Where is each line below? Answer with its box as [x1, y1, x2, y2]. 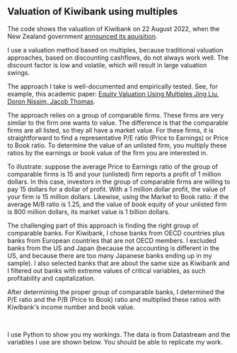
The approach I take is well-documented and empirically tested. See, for [7, 82, 218, 91]
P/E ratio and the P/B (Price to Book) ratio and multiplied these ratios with [7, 295, 221, 303]
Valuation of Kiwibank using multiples [7, 6, 178, 18]
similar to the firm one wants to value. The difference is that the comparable [7, 118, 229, 127]
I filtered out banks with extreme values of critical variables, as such [7, 266, 207, 275]
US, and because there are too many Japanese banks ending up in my [7, 251, 212, 259]
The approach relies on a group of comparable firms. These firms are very [7, 111, 224, 119]
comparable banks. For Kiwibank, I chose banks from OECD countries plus [7, 228, 225, 237]
